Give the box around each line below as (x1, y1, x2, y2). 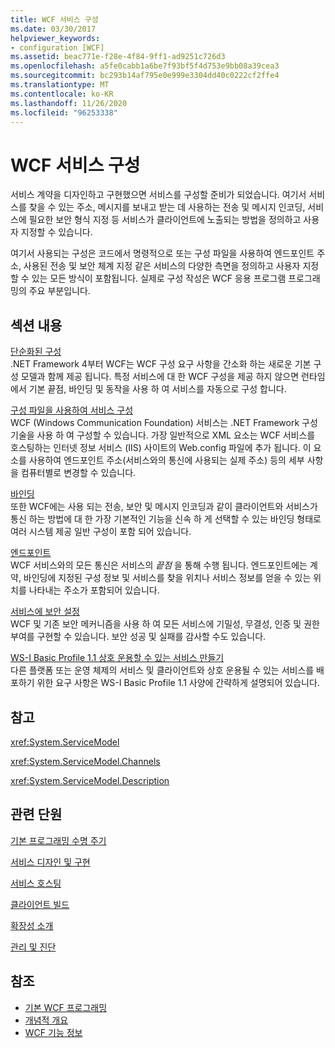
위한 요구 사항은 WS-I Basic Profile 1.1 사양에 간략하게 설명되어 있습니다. (36, 677, 320, 689)
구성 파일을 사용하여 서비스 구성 (10, 404, 134, 416)
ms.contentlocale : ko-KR (10, 89, 114, 99)
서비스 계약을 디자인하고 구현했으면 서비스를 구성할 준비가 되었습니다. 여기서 (10, 189, 307, 201)
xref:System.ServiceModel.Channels (10, 755, 161, 767)
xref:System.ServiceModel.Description (10, 774, 170, 786)
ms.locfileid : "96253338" (10, 107, 118, 118)
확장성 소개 (10, 919, 54, 931)
